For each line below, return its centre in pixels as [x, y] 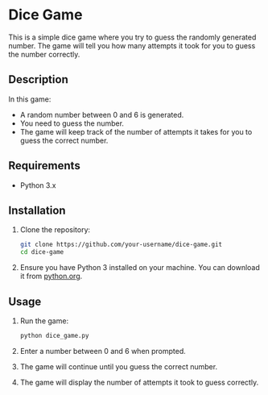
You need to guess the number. [72, 123]
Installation [37, 210]
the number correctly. [44, 54]
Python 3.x [38, 185]
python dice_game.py [54, 335]
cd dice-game [42, 252]
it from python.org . [51, 276]
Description [38, 79]
